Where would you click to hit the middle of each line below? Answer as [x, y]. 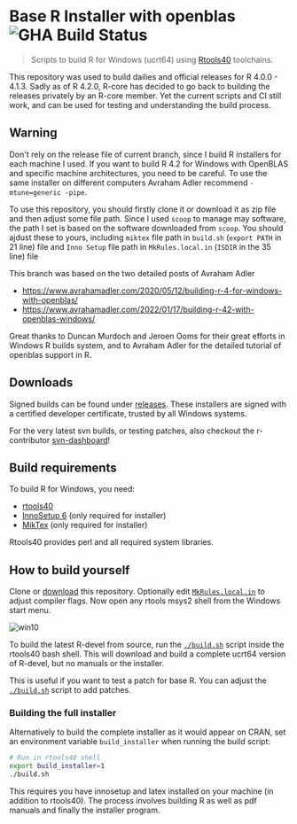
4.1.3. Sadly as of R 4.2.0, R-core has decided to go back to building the [140, 86]
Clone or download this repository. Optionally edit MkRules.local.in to [137, 592]
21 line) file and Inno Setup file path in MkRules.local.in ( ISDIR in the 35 [141, 246]
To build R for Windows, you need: [72, 489]
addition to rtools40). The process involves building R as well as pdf [133, 801]
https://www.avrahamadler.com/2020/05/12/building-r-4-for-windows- [152, 291]
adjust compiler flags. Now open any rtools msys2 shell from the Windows [145, 601]
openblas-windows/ [59, 319]
